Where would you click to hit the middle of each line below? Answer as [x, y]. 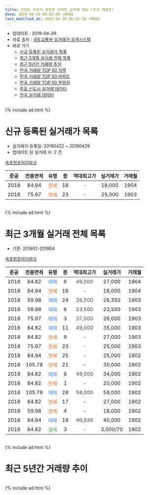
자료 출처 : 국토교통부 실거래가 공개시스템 [51, 39]
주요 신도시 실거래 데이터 [43, 89]
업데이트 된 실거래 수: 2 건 [37, 152]
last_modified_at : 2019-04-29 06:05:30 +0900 [52, 19]
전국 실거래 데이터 [37, 95]
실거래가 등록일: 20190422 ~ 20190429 [51, 146]
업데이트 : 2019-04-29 [34, 33]
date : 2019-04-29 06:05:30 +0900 [39, 14]
